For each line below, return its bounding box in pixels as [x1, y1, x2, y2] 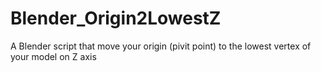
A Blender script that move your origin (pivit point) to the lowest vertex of [10, 40, 312, 52]
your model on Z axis [10, 50, 97, 62]
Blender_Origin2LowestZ [10, 7, 222, 30]
